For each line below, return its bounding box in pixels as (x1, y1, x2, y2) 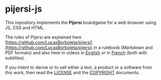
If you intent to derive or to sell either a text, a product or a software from (5, 64, 153, 70)
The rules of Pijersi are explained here (5, 34, 82, 40)
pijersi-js (5, 3, 43, 15)
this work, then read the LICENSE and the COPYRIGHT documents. (5, 69, 140, 75)
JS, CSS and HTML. (5, 24, 45, 30)
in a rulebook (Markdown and (93, 44, 153, 50)
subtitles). (5, 55, 25, 60)
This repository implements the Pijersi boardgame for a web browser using (5, 20, 157, 25)
